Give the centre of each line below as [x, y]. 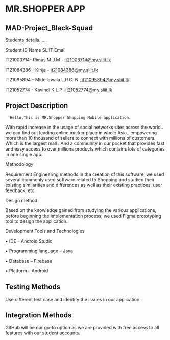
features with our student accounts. [43, 333]
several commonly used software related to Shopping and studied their [80, 179]
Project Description [37, 106]
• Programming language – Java [39, 251]
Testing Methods [33, 287]
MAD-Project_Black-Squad [49, 28]
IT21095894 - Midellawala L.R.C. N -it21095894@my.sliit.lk [67, 80]
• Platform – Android [27, 271]
